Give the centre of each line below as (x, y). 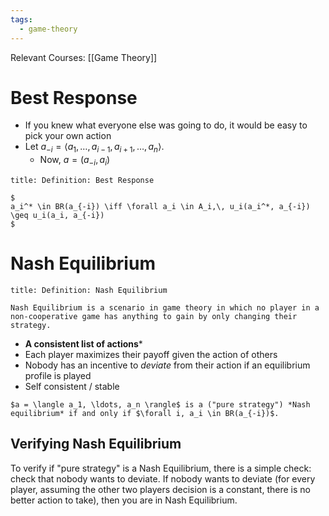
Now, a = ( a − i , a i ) (75, 161)
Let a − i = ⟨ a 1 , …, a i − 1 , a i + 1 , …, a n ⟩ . (94, 148)
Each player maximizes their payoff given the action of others (151, 354)
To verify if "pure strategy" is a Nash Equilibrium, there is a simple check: (161, 468)
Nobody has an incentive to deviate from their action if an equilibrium (167, 365)
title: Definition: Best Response (82, 181)
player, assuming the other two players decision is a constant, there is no (160, 489)
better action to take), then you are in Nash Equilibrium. (124, 500)
